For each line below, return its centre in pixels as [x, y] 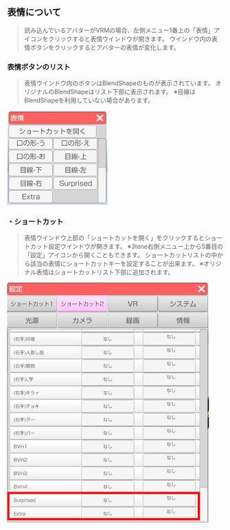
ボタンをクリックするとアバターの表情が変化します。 [105, 47]
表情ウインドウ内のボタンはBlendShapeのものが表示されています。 [119, 83]
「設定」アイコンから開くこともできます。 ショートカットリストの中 [120, 255]
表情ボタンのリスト [39, 67]
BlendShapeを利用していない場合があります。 [89, 100]
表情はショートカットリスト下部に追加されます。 [105, 272]
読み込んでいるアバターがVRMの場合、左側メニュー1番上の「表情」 [119, 30]
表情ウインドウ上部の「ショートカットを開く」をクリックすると [114, 238]
